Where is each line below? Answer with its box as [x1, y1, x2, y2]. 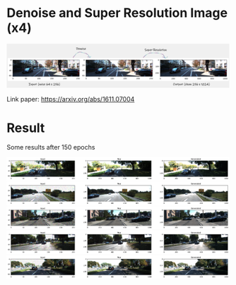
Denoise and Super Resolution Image [6, 5, 228, 21]
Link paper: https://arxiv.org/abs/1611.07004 [6, 95, 135, 104]
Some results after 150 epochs [6, 143, 95, 152]
